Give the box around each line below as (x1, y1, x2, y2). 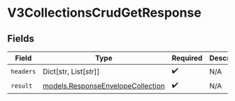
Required (171, 54, 203, 63)
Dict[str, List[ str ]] (43, 66, 100, 76)
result (10, 81, 33, 90)
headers (10, 68, 36, 75)
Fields (7, 33, 35, 45)
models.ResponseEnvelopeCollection (43, 81, 166, 91)
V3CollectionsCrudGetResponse (7, 5, 201, 21)
